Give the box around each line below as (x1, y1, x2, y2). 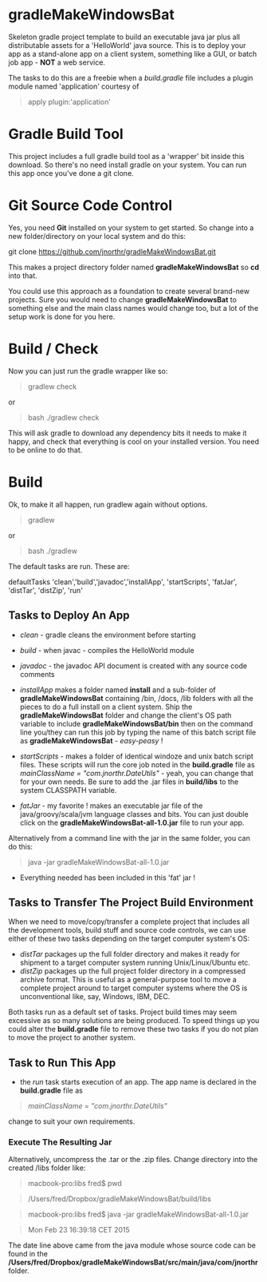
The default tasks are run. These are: (8, 561, 130, 571)
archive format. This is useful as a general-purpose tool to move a (19, 975, 237, 985)
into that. (8, 270, 37, 281)
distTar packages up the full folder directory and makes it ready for (19, 950, 241, 959)
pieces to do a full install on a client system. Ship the (19, 702, 193, 711)
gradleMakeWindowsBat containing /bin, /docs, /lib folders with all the (19, 693, 253, 703)
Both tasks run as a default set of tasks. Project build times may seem (8, 1007, 238, 1017)
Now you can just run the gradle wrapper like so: (8, 366, 168, 376)
